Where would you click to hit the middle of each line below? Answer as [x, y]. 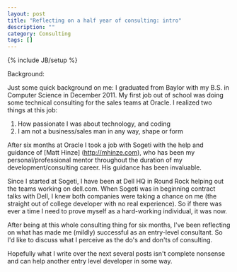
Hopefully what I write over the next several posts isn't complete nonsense [116, 254]
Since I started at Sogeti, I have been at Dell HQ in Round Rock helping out [116, 182]
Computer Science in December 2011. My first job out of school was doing [116, 95]
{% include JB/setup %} [42, 60]
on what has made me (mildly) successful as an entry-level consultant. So [115, 232]
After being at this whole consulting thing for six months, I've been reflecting [119, 225]
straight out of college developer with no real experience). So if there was [115, 204]
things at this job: [33, 110]
